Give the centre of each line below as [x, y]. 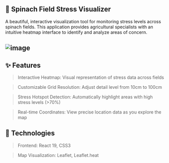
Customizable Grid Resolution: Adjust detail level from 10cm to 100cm [90, 87]
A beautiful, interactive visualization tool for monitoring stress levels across [83, 21]
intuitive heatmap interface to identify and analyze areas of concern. [76, 32]
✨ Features [23, 65]
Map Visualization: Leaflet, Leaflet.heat [58, 155]
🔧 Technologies [30, 133]
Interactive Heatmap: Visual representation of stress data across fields [91, 77]
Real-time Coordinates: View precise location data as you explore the [89, 112]
